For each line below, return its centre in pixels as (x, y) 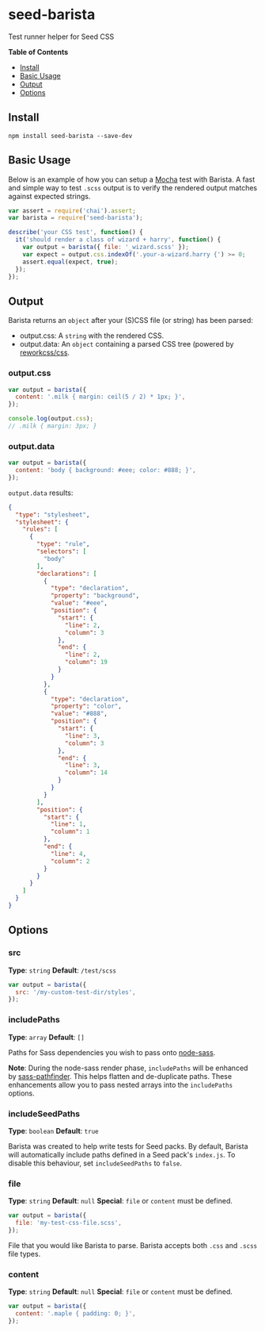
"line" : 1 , (68, 824)
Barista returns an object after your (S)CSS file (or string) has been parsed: (131, 321)
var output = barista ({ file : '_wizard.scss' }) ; (106, 248)
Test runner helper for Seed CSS (61, 36)
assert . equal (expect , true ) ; (70, 262)
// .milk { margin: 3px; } (53, 426)
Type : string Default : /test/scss (62, 970)
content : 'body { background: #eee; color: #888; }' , (106, 470)
